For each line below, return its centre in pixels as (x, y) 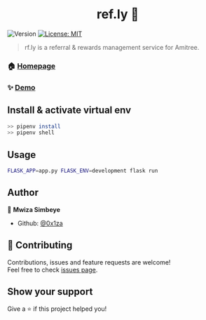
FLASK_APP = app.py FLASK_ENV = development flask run (83, 171)
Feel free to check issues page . (53, 269)
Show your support (50, 292)
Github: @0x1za (40, 223)
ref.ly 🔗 (118, 14)
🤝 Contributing (40, 245)
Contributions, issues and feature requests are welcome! (89, 262)
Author (23, 193)
